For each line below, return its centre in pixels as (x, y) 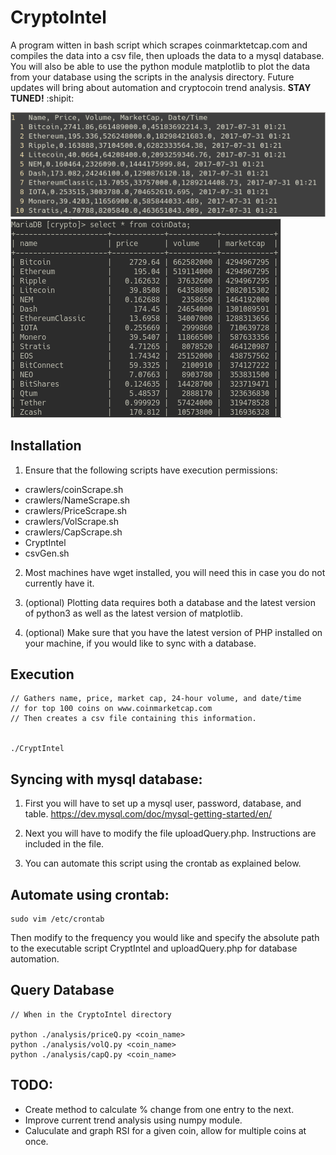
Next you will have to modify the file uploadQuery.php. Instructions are (170, 833)
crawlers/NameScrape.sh (77, 500)
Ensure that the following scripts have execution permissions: (151, 470)
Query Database (62, 990)
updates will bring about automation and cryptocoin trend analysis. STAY (161, 87)
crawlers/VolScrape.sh (71, 521)
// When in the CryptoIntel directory (91, 1014)
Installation (46, 446)
